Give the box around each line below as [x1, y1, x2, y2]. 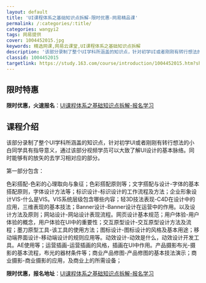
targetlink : [6, 60, 37, 66]
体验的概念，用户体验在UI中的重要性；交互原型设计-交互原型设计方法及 [6, 219, 186, 226]
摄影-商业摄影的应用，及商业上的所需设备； [11, 257, 122, 264]
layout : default [6, 9, 48, 15]
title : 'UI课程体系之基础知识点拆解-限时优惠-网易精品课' [6, 15, 138, 21]
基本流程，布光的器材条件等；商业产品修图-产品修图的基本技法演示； [17, 249, 192, 257]
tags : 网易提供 [6, 32, 42, 38]
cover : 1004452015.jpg [6, 37, 64, 43]
